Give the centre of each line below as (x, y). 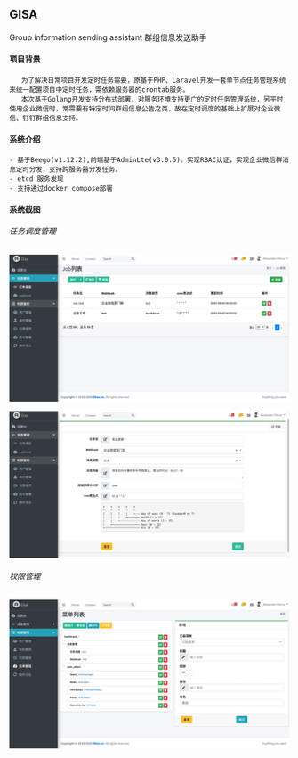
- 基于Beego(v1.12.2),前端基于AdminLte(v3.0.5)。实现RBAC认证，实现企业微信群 (146, 160)
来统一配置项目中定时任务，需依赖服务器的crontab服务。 (99, 90)
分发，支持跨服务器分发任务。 (76, 170)
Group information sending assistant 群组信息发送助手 (108, 37)
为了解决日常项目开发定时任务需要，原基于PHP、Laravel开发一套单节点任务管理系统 (153, 81)
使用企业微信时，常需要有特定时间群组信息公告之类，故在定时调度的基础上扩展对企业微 (145, 109)
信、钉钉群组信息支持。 (46, 118)
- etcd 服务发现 (36, 179)
